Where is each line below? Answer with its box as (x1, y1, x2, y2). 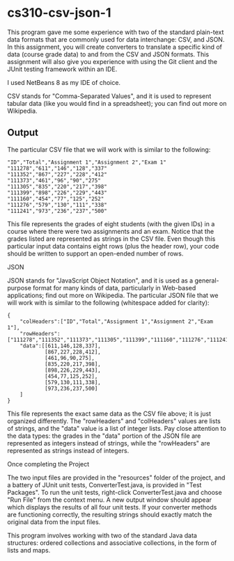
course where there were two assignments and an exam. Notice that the (7, 227, 214, 235)
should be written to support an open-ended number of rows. (7, 249, 184, 258)
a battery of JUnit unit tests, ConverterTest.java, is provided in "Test (7, 480, 202, 489)
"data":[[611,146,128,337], (19, 342, 101, 349)
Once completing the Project (7, 459, 90, 468)
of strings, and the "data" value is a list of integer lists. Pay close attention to (7, 424, 226, 432)
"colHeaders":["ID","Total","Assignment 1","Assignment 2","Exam (19, 318, 214, 325)
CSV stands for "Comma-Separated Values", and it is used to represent (7, 92, 212, 100)
